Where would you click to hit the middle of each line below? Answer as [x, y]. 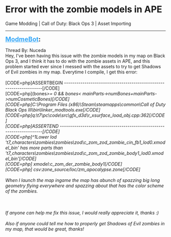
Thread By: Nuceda [26, 50]
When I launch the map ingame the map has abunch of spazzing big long [83, 180]
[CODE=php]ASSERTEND [32, 126]
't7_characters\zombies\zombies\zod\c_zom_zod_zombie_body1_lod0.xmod [84, 153]
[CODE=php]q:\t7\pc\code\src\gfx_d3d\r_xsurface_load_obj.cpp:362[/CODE [85, 115]
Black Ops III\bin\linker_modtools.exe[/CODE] [53, 110]
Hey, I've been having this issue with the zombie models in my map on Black [85, 56]
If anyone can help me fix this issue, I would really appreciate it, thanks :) [82, 213]
